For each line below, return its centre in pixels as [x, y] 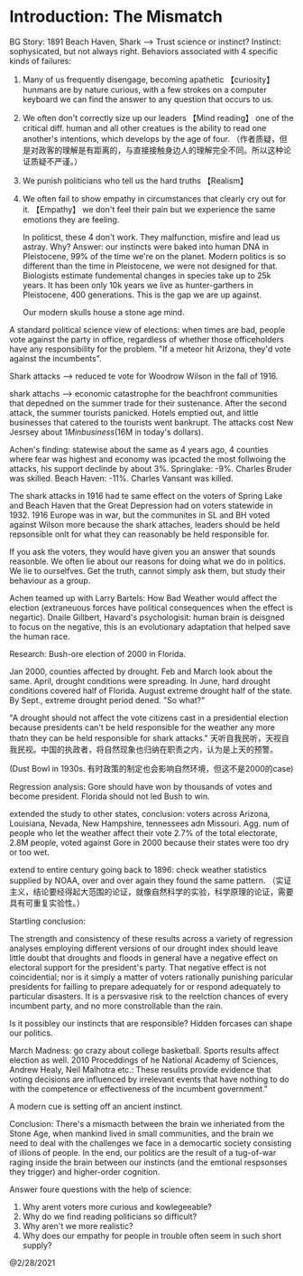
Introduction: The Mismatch [116, 17]
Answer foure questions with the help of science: [101, 1189]
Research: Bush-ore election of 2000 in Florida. [98, 653]
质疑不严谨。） [56, 161]
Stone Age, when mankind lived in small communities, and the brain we [142, 1133]
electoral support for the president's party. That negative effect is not [138, 967]
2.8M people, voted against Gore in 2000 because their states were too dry [149, 842]
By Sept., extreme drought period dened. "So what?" [107, 700]
